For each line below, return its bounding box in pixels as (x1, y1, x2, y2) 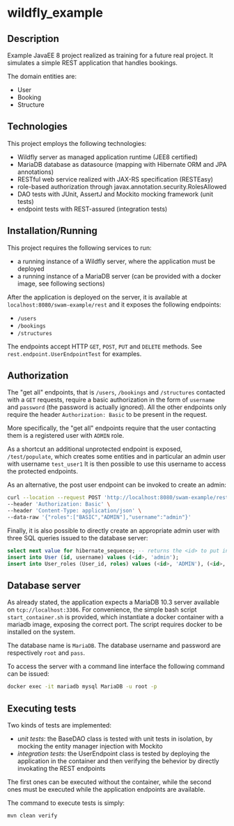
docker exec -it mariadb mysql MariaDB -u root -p (7, 683, 157, 691)
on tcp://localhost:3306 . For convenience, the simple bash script (7, 605, 197, 614)
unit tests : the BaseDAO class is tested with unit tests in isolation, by (17, 735, 213, 743)
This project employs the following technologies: (7, 139, 147, 147)
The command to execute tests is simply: (7, 799, 125, 807)
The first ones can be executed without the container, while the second (7, 778, 212, 786)
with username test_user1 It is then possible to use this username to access (7, 459, 226, 469)
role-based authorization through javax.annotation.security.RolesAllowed (17, 182, 227, 191)
